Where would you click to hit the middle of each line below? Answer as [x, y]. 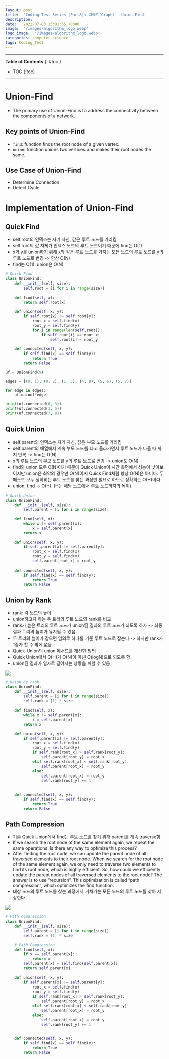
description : [19, 19]
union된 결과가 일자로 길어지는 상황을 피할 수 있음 [61, 663]
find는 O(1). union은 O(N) [38, 264]
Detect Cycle [26, 188]
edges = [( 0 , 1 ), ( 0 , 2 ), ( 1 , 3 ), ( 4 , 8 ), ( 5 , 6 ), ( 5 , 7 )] [68, 381]
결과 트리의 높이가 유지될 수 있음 [44, 632]
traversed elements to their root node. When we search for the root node [88, 859]
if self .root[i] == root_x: [70, 335]
